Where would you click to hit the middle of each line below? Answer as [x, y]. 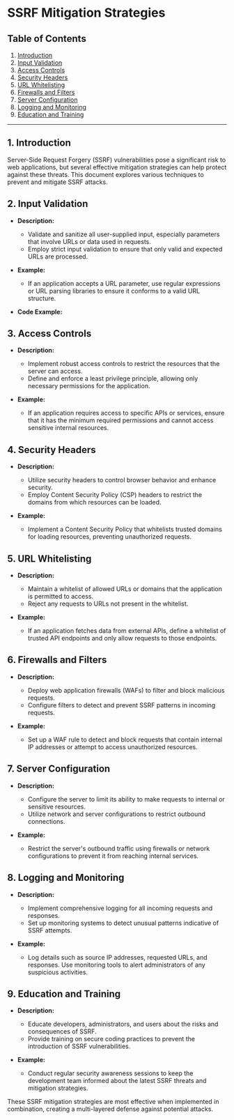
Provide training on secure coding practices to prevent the [111, 1039]
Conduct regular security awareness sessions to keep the [110, 1073]
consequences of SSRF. [62, 1031]
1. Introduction [39, 143]
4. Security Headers [52, 450]
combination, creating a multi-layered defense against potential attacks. [110, 1109]
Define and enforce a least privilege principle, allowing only [113, 378]
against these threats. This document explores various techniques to [106, 174]
